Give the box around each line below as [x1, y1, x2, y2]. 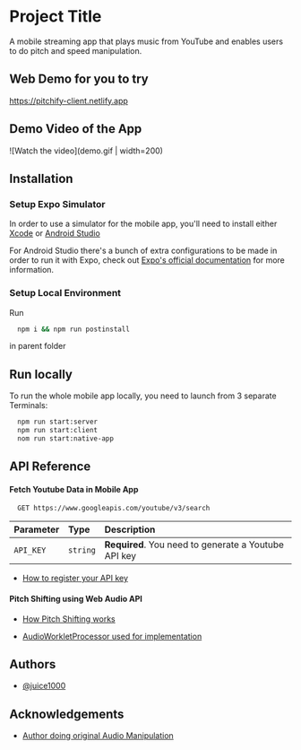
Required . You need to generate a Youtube [104, 538, 285, 551]
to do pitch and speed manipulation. [9, 45, 142, 56]
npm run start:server [17, 417, 99, 427]
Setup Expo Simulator [9, 197, 106, 210]
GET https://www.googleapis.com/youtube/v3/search [17, 504, 211, 513]
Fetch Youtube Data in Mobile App [9, 484, 139, 494]
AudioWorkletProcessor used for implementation [21, 631, 202, 641]
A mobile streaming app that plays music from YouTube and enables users [9, 36, 284, 47]
